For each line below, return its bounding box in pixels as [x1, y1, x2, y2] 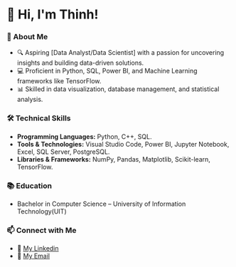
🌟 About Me [6, 32, 48, 42]
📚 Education [6, 181, 53, 191]
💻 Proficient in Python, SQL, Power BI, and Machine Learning [16, 67, 198, 75]
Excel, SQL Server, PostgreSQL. [16, 147, 110, 156]
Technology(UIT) [16, 207, 67, 216]
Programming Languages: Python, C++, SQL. [16, 132, 152, 141]
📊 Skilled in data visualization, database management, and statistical [16, 85, 220, 93]
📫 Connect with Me [6, 226, 77, 235]
